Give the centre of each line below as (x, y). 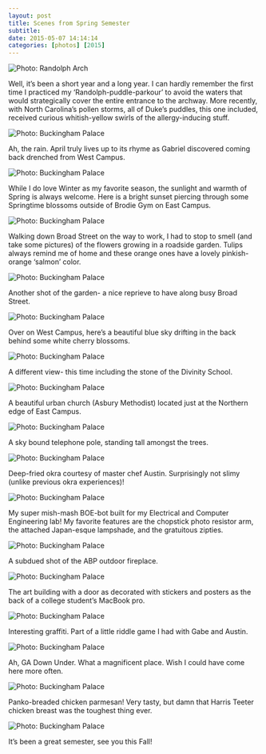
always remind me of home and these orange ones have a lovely (114, 254)
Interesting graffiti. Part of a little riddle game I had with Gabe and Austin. (128, 632)
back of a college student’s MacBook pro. (77, 600)
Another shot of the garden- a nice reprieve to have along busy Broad (123, 293)
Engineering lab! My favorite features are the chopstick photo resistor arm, (131, 522)
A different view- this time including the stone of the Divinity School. (121, 372)
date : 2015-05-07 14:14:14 (53, 38)
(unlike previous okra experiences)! (66, 482)
